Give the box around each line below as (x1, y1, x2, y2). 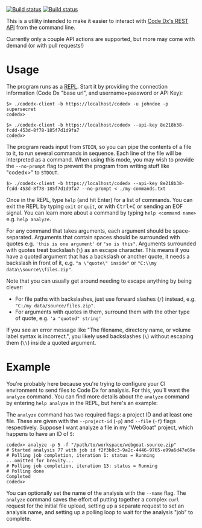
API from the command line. (6, 24, 75, 31)
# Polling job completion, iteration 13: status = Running (6, 463, 158, 469)
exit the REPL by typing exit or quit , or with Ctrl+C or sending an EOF (6, 203, 183, 210)
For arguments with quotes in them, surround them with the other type (14, 308, 190, 315)
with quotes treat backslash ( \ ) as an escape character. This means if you (6, 246, 190, 253)
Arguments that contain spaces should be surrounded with (34, 233, 180, 240)
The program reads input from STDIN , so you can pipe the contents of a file (6, 143, 192, 150)
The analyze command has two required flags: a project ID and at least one (6, 410, 193, 418)
